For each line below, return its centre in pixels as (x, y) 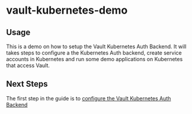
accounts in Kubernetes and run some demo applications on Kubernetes (95, 59)
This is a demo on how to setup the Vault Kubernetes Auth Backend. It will (96, 46)
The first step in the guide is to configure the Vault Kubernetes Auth (89, 98)
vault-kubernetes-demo (67, 10)
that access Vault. (28, 65)
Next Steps (27, 84)
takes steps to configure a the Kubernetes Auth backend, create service (94, 53)
